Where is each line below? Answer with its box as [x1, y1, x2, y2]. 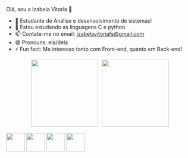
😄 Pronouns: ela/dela [14, 39, 68, 46]
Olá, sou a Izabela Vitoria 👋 [6, 6, 73, 13]
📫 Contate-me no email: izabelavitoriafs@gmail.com [14, 30, 145, 37]
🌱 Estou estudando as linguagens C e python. [14, 24, 127, 30]
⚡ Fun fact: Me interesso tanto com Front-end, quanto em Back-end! [14, 45, 183, 52]
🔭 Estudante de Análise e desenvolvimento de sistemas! [14, 17, 152, 24]
